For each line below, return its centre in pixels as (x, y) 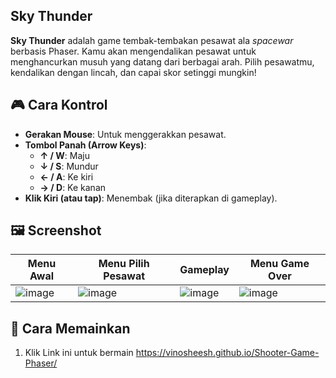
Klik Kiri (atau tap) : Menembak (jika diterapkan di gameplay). (151, 198)
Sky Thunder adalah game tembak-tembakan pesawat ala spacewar (152, 40)
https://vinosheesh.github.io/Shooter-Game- (227, 353)
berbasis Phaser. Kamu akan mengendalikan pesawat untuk (133, 51)
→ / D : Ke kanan (73, 187)
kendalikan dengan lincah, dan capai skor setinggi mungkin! (133, 72)
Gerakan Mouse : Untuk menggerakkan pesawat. (125, 134)
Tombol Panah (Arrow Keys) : (85, 145)
